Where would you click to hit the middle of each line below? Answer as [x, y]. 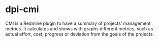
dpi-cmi [22, 9]
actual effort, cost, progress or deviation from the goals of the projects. [80, 34]
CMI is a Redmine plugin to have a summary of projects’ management [78, 23]
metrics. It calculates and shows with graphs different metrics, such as [79, 28]
